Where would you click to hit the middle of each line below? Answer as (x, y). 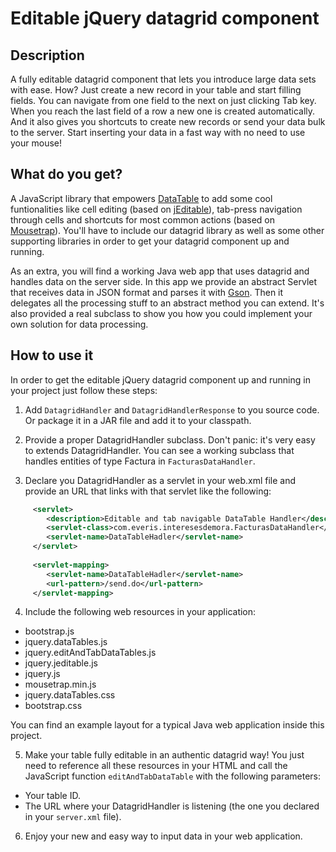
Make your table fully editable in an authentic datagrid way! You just (164, 755)
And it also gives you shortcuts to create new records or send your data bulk (168, 121)
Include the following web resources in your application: (140, 612)
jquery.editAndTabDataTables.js (90, 653)
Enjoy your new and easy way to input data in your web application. (163, 836)
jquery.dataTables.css (70, 695)
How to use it (52, 355)
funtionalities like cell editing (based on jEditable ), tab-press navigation (156, 209)
